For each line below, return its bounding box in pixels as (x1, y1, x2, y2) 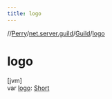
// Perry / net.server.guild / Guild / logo (7, 29, 105, 37)
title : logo (7, 10, 41, 17)
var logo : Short (7, 84, 50, 92)
